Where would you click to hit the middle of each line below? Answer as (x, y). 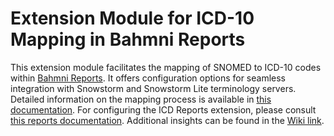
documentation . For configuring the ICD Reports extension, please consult (163, 109)
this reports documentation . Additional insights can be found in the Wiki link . (167, 120)
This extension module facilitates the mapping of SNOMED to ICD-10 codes (166, 67)
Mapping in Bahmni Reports (128, 39)
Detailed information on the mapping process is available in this (141, 99)
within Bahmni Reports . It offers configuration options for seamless (148, 78)
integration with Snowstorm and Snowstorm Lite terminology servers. (153, 88)
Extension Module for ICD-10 (132, 18)
